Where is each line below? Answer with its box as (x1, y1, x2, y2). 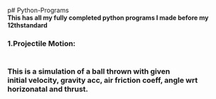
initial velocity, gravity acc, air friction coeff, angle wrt (7, 75, 198, 85)
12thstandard (7, 21, 48, 29)
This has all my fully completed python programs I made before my (7, 13, 209, 22)
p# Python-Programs (7, 6, 70, 14)
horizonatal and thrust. (7, 84, 89, 94)
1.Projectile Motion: (7, 38, 76, 48)
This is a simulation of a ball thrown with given (7, 66, 171, 76)
